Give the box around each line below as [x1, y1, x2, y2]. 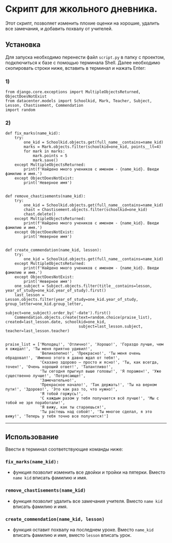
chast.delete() [24, 211, 56, 217]
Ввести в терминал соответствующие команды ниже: [5, 446, 123, 452]
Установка [5, 41, 41, 49]
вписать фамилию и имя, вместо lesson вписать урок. [12, 532, 132, 538]
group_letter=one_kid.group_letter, [5, 301, 83, 307]
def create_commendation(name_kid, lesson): [5, 247, 102, 253]
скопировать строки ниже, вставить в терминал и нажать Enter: [5, 65, 146, 71]
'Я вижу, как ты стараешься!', [39, 405, 106, 410]
